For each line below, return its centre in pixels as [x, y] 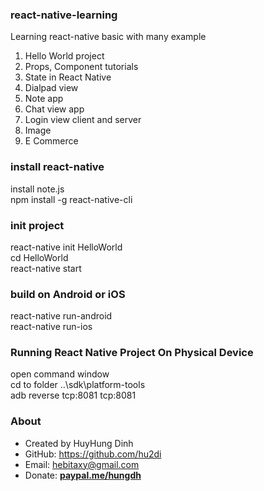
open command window [60, 374]
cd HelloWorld [39, 257]
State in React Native [68, 77]
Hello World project [64, 56]
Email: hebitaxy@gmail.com [82, 464]
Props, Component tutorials [81, 67]
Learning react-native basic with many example [108, 37]
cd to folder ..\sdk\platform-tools [78, 385]
